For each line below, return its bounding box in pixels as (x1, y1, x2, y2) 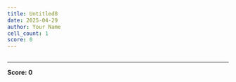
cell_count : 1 (7, 29, 49, 37)
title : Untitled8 (7, 10, 58, 18)
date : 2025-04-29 (7, 17, 58, 24)
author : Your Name (7, 23, 61, 30)
